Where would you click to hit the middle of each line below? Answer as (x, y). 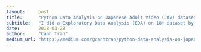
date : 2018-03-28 (36, 28)
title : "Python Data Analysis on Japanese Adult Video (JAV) (91, 17)
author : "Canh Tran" (37, 34)
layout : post (28, 12)
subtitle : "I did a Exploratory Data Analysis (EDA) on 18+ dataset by (100, 23)
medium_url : (21, 39)
